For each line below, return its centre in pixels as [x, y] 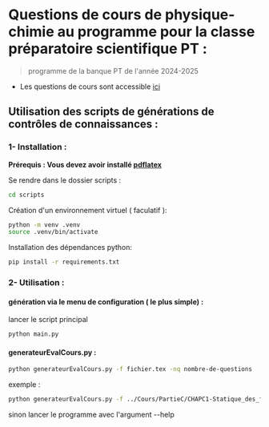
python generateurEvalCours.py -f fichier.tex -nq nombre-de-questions [130, 369]
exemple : [24, 385]
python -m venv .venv [44, 225]
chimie [31, 32]
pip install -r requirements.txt [64, 262]
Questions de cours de [85, 15]
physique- [200, 15]
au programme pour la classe [156, 32]
